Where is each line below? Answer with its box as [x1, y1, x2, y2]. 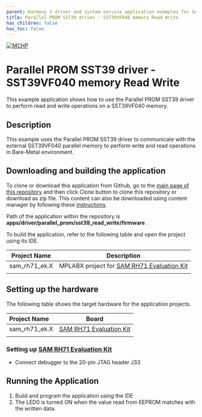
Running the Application [6, 376, 99, 386]
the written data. [14, 404, 56, 412]
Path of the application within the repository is [6, 212, 120, 220]
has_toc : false [6, 25, 44, 32]
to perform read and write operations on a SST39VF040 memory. [6, 102, 168, 110]
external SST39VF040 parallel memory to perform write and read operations [6, 142, 196, 149]
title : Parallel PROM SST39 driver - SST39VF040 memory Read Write [6, 14, 179, 20]
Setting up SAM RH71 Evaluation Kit [6, 345, 112, 353]
